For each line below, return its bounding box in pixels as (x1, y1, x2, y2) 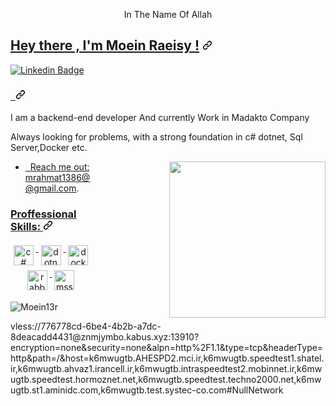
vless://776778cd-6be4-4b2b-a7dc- (10, 320, 162, 333)
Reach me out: (29, 161, 90, 173)
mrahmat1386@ (24, 172, 91, 184)
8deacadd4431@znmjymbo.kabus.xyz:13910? (10, 331, 200, 343)
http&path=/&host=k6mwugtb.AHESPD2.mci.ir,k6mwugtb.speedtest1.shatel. (10, 352, 325, 364)
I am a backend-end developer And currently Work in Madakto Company (10, 112, 310, 124)
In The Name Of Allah (123, 9, 213, 20)
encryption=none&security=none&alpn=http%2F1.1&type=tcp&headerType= (10, 342, 324, 354)
